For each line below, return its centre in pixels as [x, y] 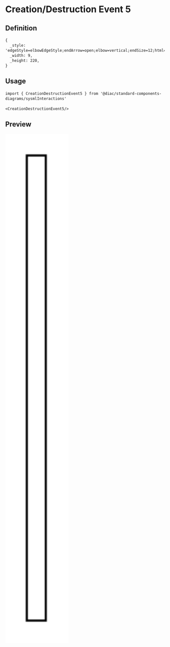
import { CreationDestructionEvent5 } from [52, 93]
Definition [21, 28]
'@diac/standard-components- [131, 93]
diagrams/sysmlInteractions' [36, 98]
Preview [18, 125]
